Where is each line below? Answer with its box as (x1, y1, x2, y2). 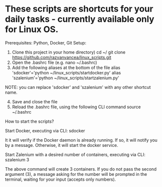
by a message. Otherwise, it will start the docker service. (5, 142, 118, 148)
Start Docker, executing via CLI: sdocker (5, 128, 86, 133)
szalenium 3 (5, 157, 29, 162)
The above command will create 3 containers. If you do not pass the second (5, 166, 157, 172)
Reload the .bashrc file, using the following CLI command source (12, 104, 141, 110)
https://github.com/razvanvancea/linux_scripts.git (12, 54, 112, 60)
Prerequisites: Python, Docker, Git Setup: (5, 40, 87, 45)
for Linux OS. (5, 24, 59, 35)
